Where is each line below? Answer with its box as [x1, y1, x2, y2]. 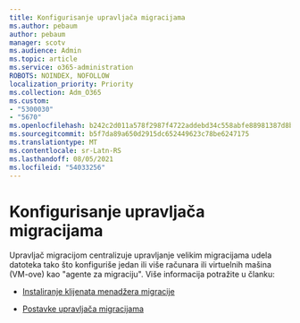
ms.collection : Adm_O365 [9, 88, 102, 97]
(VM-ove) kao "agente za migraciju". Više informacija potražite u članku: [9, 269, 275, 280]
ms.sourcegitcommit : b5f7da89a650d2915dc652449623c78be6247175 [9, 130, 250, 139]
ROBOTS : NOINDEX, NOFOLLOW [9, 72, 110, 81]
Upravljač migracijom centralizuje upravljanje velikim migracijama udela [9, 250, 272, 260]
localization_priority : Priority [9, 80, 134, 89]
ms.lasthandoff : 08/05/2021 [9, 154, 114, 164]
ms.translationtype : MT [9, 138, 98, 147]
